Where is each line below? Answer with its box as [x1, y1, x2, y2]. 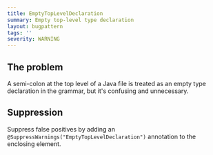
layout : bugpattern [7, 23, 63, 30]
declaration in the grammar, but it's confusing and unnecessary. [7, 87, 189, 95]
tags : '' [7, 29, 32, 37]
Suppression [7, 107, 63, 118]
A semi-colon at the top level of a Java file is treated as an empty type [7, 79, 207, 87]
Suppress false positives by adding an [7, 125, 116, 133]
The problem [7, 61, 63, 73]
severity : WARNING [7, 36, 60, 43]
